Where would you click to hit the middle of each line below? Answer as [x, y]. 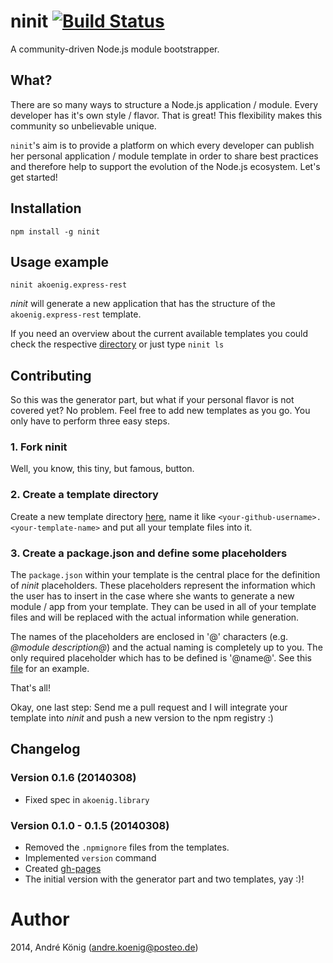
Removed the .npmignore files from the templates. [127, 847]
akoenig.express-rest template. [76, 314]
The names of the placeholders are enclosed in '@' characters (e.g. [149, 637]
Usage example [60, 261]
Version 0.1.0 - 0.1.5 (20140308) [90, 825]
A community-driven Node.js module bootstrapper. [115, 49]
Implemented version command [90, 858]
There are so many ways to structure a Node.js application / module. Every [164, 104]
